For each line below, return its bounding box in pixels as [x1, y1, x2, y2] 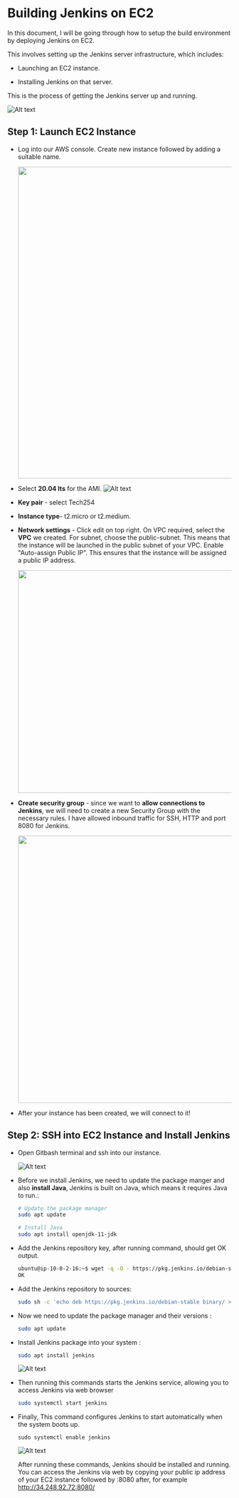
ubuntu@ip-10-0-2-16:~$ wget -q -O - [17, 1265, 130, 1273]
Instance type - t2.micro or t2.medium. [17, 512, 132, 520]
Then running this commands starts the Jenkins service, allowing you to [17, 1378, 229, 1387]
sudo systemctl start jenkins [17, 1400, 108, 1407]
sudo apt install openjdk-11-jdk [17, 1231, 117, 1238]
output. [17, 1251, 39, 1260]
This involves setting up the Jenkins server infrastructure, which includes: [7, 50, 224, 58]
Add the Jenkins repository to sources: [17, 1284, 132, 1293]
